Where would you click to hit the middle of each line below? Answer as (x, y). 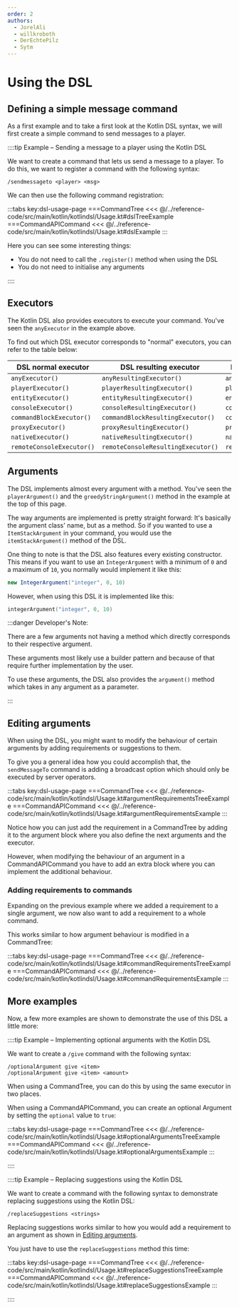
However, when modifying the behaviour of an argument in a (96, 857)
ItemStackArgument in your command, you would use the (90, 533)
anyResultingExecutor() (142, 378)
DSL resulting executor (160, 367)
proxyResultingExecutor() (146, 427)
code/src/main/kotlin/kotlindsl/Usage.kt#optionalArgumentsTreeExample (114, 1137)
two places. (24, 1094)
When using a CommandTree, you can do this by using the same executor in (119, 1087)
